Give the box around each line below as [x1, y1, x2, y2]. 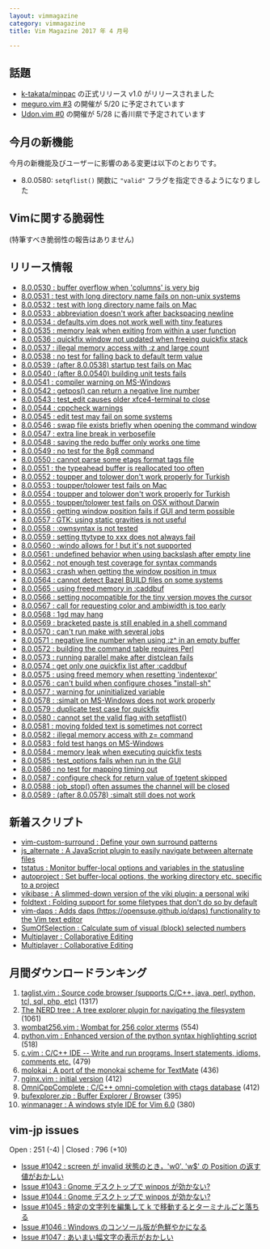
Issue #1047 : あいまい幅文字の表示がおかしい [20, 1232, 174, 1243]
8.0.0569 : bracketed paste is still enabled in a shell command [20, 618, 227, 627]
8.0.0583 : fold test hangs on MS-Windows [20, 738, 164, 748]
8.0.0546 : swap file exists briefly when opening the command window [20, 420, 257, 430]
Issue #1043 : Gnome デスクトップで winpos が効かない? [20, 1182, 211, 1192]
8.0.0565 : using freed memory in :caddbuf [20, 584, 165, 593]
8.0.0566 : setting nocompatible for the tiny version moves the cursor [20, 592, 252, 601]
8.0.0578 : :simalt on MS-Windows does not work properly [20, 695, 216, 705]
